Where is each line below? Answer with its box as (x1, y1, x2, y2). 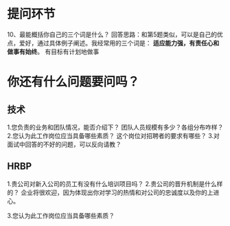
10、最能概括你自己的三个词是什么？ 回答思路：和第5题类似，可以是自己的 (7, 30, 218, 38)
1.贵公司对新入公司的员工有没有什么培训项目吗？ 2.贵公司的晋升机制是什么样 (7, 179, 223, 188)
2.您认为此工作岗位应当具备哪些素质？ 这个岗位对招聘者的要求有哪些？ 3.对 (7, 131, 220, 139)
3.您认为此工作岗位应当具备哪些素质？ (7, 211, 115, 220)
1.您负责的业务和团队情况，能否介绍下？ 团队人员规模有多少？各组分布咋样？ (7, 123, 224, 131)
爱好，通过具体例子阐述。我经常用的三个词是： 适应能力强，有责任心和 (19, 38, 220, 47)
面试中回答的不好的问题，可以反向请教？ (7, 140, 122, 148)
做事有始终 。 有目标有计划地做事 (7, 47, 100, 56)
